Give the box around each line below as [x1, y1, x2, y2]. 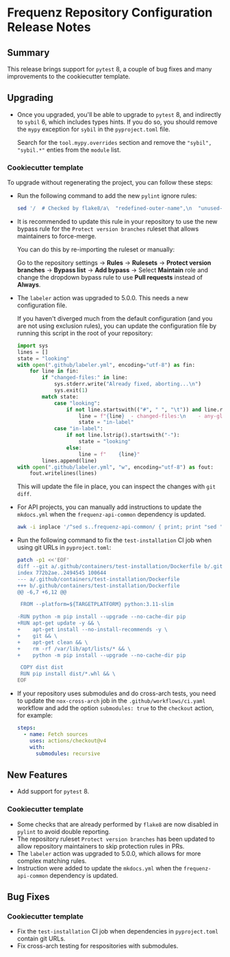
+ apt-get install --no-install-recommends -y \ [16, 627, 168, 633]
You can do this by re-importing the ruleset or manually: [16, 245, 175, 254]
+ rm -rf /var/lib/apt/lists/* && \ [16, 645, 131, 652]
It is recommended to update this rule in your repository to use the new [16, 217, 218, 225]
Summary [7, 47, 50, 58]
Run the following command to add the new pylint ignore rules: [16, 192, 197, 200]
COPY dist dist [20, 664, 64, 671]
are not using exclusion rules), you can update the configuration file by [16, 322, 217, 330]
